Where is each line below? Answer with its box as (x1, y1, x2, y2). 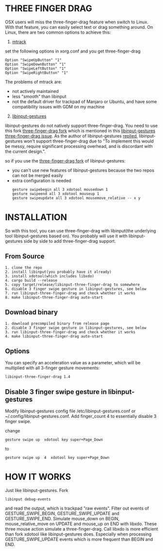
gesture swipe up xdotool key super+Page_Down (5, 437, 103, 443)
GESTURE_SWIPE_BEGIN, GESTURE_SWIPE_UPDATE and (5, 511, 120, 516)
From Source (5, 252, 45, 261)
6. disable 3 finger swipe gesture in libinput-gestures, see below (5, 286, 147, 291)
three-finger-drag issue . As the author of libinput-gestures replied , (5, 133, 138, 139)
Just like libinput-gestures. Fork (5, 487, 68, 494)
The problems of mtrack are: (5, 79, 62, 85)
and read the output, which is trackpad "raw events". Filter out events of (5, 505, 149, 511)
